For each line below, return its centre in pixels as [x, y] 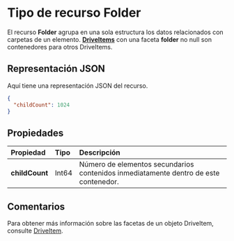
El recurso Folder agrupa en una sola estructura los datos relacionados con [116, 32]
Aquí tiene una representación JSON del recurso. [78, 86]
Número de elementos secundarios [136, 164]
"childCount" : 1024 [42, 105]
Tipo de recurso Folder [74, 13]
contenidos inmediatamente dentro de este [149, 173]
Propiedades [36, 133]
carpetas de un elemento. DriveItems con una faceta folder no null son [110, 39]
